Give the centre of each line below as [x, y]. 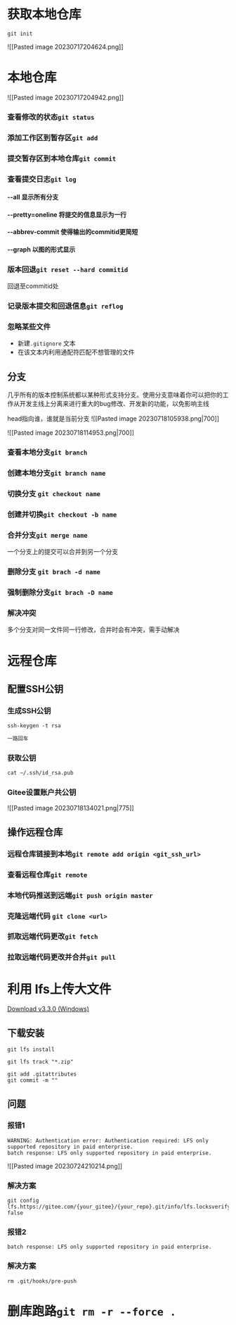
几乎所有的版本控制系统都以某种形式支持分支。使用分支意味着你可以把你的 [115, 395]
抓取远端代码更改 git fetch [53, 937]
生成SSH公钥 [29, 710]
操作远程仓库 [35, 832]
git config [23, 1201]
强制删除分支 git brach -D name [60, 593]
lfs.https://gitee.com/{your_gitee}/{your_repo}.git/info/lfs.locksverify [119, 1207]
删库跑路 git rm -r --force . [92, 1311]
